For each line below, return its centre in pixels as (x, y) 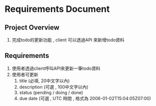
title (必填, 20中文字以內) (44, 81)
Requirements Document (57, 9)
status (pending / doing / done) (51, 92)
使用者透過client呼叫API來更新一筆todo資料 (56, 68)
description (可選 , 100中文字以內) (54, 87)
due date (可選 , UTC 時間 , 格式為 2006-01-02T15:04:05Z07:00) (85, 98)
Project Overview (32, 27)
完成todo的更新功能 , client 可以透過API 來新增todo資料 (68, 40)
